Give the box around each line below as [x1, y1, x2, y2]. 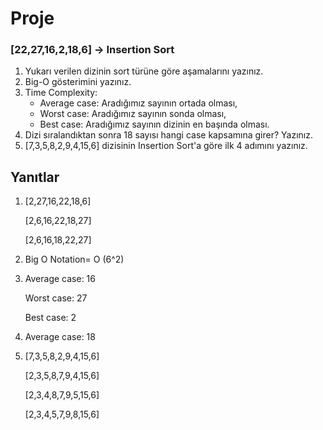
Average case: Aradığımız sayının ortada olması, [39, 97, 238, 109]
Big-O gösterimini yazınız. [24, 76, 132, 88]
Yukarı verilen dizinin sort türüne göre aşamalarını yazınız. [24, 65, 264, 77]
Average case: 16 [24, 273, 96, 285]
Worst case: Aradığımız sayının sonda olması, [39, 108, 227, 120]
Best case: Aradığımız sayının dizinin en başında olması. [39, 118, 270, 131]
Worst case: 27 [24, 292, 88, 304]
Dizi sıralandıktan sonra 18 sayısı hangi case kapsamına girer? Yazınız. [24, 129, 313, 141]
